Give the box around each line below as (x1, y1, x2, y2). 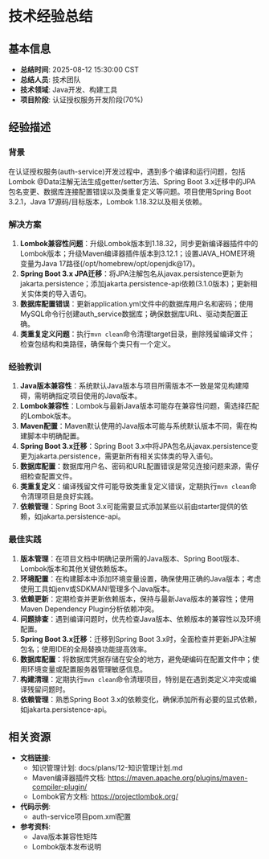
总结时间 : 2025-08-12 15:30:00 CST (19, 65, 139, 74)
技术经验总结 (8, 7, 94, 26)
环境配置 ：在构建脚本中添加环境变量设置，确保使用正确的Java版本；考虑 (19, 573, 262, 583)
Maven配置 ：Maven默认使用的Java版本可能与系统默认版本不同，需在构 (19, 421, 258, 431)
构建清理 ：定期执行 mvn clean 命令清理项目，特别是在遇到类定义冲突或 (19, 674, 251, 684)
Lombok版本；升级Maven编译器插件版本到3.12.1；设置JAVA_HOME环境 (19, 249, 255, 258)
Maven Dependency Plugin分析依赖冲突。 (19, 604, 159, 614)
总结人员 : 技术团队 (19, 75, 81, 84)
